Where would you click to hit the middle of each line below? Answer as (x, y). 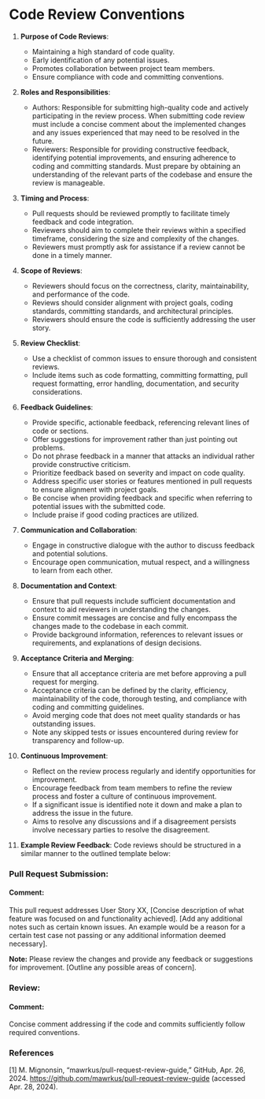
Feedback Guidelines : (57, 407)
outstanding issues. (64, 723)
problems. (48, 447)
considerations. (57, 391)
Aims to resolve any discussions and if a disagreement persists (134, 821)
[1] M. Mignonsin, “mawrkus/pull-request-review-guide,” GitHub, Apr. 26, (127, 1070)
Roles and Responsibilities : (65, 92)
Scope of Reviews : (51, 271)
